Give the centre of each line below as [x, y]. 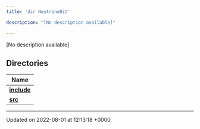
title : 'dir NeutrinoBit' [38, 12]
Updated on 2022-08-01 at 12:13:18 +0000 [59, 120]
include [20, 90]
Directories [27, 63]
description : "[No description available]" [61, 22]
